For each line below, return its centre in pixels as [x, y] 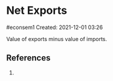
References [28, 58]
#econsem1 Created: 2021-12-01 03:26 [55, 27]
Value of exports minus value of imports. [57, 39]
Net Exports [37, 11]
